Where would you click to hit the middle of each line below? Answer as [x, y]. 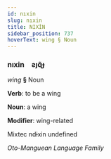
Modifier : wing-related [40, 121]
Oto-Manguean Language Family [55, 148]
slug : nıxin [25, 20]
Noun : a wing [27, 107]
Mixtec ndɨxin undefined [43, 134]
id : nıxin [22, 14]
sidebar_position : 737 [40, 33]
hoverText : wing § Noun [42, 40]
